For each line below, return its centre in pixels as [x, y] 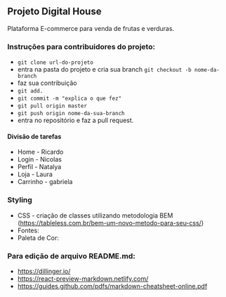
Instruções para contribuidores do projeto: [81, 46]
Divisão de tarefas [34, 136]
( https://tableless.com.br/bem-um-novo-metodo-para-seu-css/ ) [111, 223]
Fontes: [28, 230]
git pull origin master [52, 106]
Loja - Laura [35, 174]
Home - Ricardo [40, 152]
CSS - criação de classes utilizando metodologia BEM [95, 215]
